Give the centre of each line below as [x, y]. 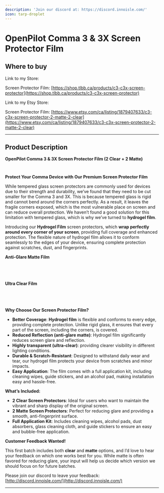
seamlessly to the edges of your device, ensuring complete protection [76, 242]
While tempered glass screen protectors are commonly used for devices [78, 186]
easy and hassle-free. [34, 382]
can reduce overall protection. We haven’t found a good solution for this [77, 212]
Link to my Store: [22, 78]
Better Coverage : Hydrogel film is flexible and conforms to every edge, [84, 319]
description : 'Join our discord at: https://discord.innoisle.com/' [76, 10]
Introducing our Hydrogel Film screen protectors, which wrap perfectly [77, 227]
